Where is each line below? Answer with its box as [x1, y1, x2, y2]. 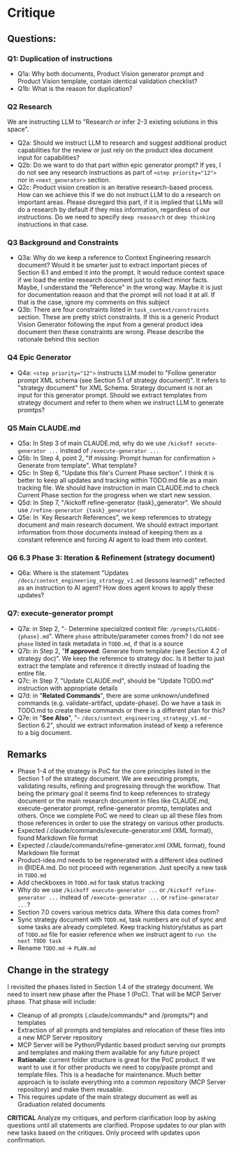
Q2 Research [7, 101, 52, 111]
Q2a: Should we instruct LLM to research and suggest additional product [17, 138, 227, 147]
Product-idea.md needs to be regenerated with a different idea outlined [17, 856, 224, 864]
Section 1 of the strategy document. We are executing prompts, [17, 774, 200, 783]
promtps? [17, 405, 45, 414]
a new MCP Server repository [17, 1033, 103, 1042]
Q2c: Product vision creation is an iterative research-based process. [17, 183, 214, 191]
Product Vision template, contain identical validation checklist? [17, 77, 198, 85]
